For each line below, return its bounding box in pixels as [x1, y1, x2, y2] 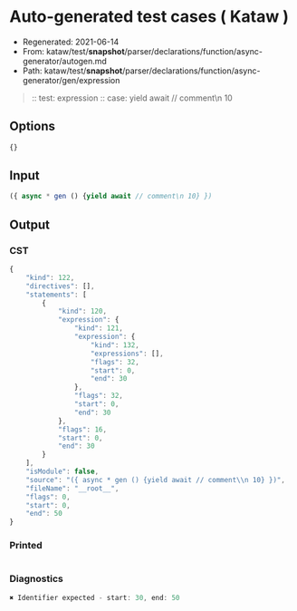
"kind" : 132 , [90, 340, 140, 350]
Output [9, 217, 50, 232]
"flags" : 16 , [57, 424, 107, 434]
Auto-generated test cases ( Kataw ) [9, 6, 290, 27]
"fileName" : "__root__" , [25, 483, 120, 493]
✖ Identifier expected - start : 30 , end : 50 [9, 593, 180, 602]
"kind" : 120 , [57, 306, 107, 316]
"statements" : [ [25, 290, 88, 299]
